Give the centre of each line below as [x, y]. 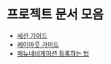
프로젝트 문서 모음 [55, 15]
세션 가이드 [32, 36]
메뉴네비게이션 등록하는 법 [53, 53]
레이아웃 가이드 [38, 44]
